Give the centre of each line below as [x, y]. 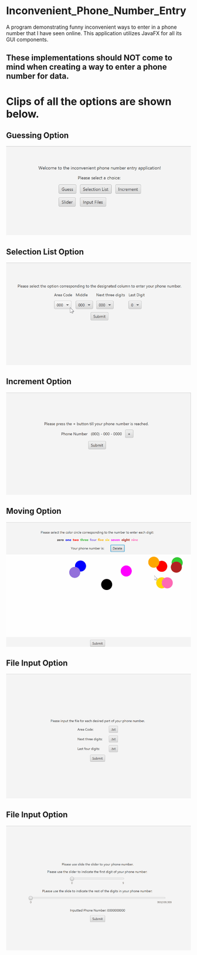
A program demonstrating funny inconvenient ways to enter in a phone [91, 27]
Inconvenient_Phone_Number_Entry [96, 11]
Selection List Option [45, 252]
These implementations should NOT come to [89, 58]
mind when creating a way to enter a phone [86, 67]
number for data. [38, 76]
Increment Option [39, 382]
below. [23, 114]
